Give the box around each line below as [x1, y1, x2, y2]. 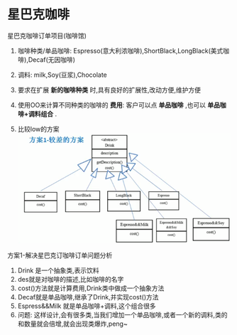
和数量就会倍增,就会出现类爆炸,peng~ [17, 319, 128, 328]
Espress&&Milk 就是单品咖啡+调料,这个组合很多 [17, 302, 156, 310]
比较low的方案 [17, 124, 60, 133]
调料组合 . [28, 110, 57, 118]
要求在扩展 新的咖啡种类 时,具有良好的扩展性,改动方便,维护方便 [17, 85, 201, 94]
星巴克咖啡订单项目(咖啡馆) [7, 31, 87, 40]
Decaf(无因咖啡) [28, 55, 76, 64]
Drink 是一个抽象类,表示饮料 [17, 266, 99, 275]
